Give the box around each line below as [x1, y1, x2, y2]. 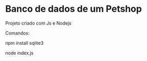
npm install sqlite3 [5, 39, 44, 46]
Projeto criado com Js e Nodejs [5, 20, 71, 26]
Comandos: [5, 30, 30, 36]
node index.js [5, 50, 34, 56]
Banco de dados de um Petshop [5, 3, 142, 15]
